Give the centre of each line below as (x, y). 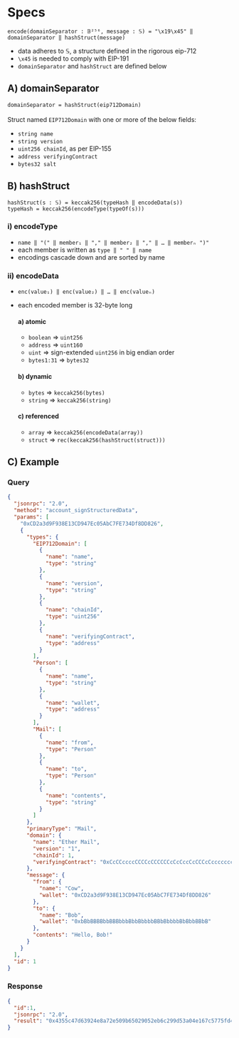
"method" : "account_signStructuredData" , (76, 511)
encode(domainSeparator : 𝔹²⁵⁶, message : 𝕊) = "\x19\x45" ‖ (100, 31)
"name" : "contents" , (76, 795)
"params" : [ (32, 517)
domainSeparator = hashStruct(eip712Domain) (74, 105)
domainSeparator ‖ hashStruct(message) (67, 37)
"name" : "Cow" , (61, 889)
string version (40, 141)
